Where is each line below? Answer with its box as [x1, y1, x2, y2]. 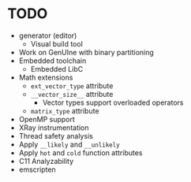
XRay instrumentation [18, 123, 89, 132]
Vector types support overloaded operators [42, 98, 184, 107]
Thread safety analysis [18, 131, 94, 140]
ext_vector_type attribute [30, 80, 114, 91]
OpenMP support [18, 114, 76, 124]
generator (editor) [18, 31, 77, 40]
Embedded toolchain [18, 56, 87, 65]
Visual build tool [30, 39, 84, 48]
